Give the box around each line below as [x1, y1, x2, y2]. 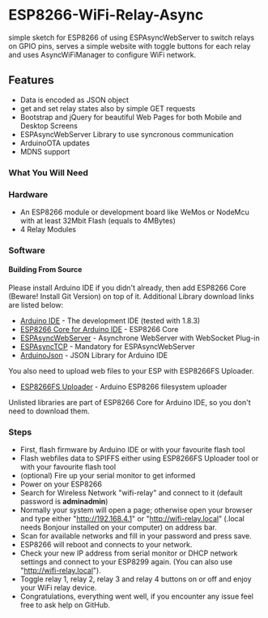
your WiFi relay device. [19, 583, 97, 593]
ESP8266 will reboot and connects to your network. [19, 540, 193, 550]
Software [8, 244, 46, 256]
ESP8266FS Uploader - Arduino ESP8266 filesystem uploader [19, 382, 228, 391]
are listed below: [8, 300, 64, 310]
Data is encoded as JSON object [19, 95, 130, 105]
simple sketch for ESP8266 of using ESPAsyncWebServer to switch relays [8, 32, 255, 42]
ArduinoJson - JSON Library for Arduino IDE [19, 351, 168, 361]
